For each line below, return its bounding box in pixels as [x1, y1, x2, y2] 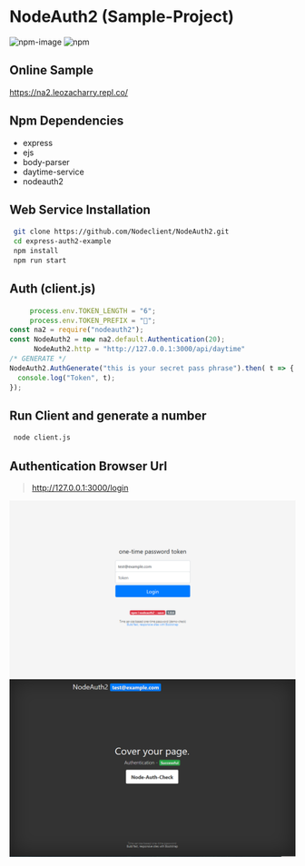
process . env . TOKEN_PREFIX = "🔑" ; [29, 316, 156, 325]
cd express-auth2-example [13, 237, 112, 246]
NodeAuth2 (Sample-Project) [9, 6, 234, 27]
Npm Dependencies [9, 113, 124, 129]
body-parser [22, 156, 70, 167]
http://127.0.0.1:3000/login [31, 483, 129, 494]
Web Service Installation [9, 202, 152, 217]
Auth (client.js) [9, 281, 96, 297]
